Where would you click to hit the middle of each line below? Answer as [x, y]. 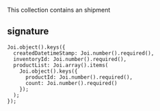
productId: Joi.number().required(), [79, 77]
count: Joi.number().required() [71, 83]
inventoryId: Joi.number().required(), [70, 59]
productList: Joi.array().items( [61, 65]
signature [28, 31]
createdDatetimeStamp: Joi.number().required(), [84, 53]
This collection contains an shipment [59, 10]
